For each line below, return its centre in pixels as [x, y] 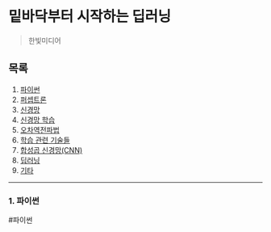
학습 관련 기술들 [45, 140]
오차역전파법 [40, 129]
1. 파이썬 [24, 200]
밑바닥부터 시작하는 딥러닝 [90, 17]
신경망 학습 [38, 120]
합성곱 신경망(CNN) [51, 150]
